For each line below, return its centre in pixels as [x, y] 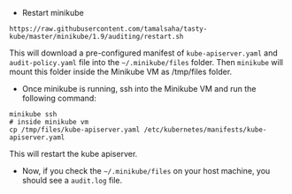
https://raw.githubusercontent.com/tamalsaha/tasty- [108, 29]
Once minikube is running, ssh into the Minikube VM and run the [139, 89]
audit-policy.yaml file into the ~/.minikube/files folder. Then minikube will [146, 62]
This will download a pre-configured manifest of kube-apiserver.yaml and [143, 53]
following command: [59, 98]
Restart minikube [53, 13]
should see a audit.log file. [72, 180]
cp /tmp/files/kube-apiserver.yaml [75, 130]
